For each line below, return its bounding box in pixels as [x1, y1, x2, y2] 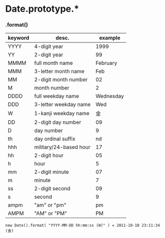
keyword [8, 34, 29, 41]
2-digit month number [34, 76, 88, 83]
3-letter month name [34, 68, 85, 75]
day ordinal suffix [34, 136, 76, 143]
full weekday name [34, 93, 80, 100]
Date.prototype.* [5, 3, 80, 15]
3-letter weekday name [34, 101, 91, 108]
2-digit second [34, 185, 71, 192]
